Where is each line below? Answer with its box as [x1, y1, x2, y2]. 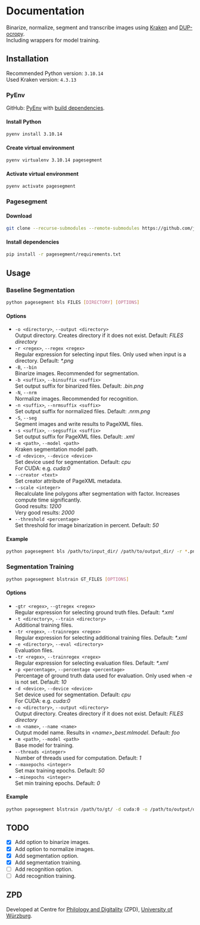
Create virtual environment [6, 144, 74, 151]
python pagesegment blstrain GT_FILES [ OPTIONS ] [6, 576, 129, 582]
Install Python [6, 118, 42, 125]
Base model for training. [14, 742, 74, 749]
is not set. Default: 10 [14, 678, 67, 686]
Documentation [6, 4, 85, 18]
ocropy [6, 30, 24, 37]
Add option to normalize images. [14, 845, 95, 852]
